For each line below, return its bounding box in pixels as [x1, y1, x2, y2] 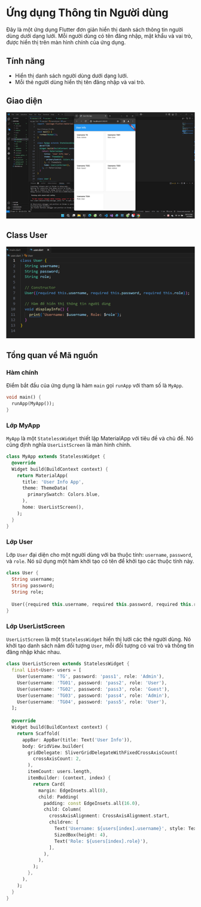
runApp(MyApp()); [11, 401, 55, 407]
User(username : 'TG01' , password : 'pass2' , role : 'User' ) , [17, 679, 167, 686]
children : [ [48, 819, 79, 825]
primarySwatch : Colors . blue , [28, 491, 100, 498]
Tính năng [6, 56, 45, 66]
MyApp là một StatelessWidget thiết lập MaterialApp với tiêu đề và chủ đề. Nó [6, 435, 194, 442]
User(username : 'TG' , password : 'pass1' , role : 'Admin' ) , [17, 673, 165, 680]
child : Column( [44, 807, 82, 813]
